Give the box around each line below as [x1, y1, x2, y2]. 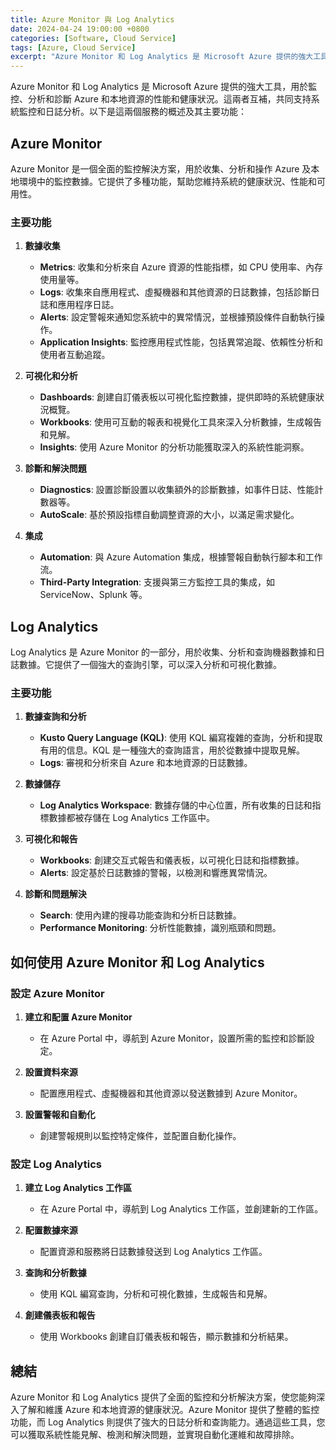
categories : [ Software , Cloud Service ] [10, 33, 177, 43]
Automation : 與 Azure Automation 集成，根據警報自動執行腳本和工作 [39, 551, 323, 563]
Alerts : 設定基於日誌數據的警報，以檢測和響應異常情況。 [39, 867, 273, 879]
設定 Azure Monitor [10, 986, 105, 1000]
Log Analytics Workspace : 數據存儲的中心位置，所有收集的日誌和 [39, 799, 313, 811]
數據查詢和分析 [24, 711, 87, 723]
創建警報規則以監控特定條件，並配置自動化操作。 [39, 1130, 242, 1142]
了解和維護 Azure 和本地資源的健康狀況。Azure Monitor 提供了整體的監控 [18, 1404, 320, 1416]
